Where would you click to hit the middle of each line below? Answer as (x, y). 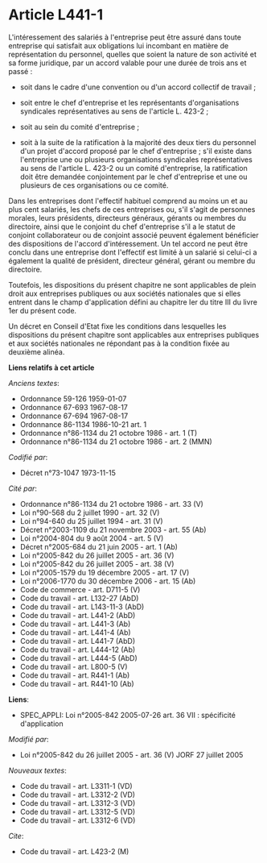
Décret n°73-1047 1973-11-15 (68, 472)
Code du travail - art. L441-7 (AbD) (78, 641)
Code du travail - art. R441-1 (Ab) (75, 675)
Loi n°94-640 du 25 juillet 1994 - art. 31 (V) (91, 521)
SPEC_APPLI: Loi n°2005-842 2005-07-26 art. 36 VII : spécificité (127, 715)
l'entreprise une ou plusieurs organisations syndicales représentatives (136, 160)
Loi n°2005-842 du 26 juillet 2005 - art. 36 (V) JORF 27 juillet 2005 (131, 754)
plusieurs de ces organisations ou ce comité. (94, 185)
